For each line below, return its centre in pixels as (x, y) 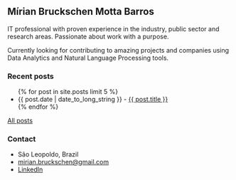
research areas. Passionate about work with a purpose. (88, 36)
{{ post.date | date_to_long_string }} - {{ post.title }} (93, 100)
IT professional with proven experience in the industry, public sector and (113, 28)
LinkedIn (30, 169)
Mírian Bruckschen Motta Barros (81, 12)
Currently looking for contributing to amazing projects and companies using (118, 50)
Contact (22, 139)
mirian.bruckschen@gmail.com (63, 162)
